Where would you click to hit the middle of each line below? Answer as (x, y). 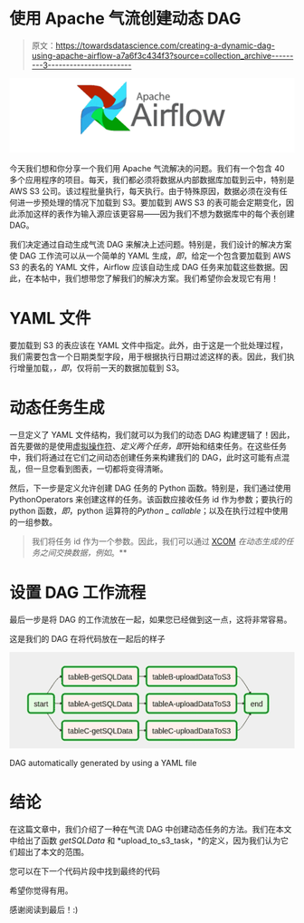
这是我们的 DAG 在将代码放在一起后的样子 (87, 638)
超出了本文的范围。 (52, 851)
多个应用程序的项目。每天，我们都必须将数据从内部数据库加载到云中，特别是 (152, 180)
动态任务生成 (57, 408)
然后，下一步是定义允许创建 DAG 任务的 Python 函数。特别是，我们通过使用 (150, 488)
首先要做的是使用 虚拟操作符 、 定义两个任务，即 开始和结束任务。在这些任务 (148, 446)
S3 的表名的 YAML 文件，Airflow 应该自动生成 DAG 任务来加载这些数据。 (145, 267)
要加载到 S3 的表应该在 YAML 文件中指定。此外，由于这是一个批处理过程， (149, 345)
